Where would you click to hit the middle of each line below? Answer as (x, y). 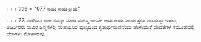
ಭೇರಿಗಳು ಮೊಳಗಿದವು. (26, 34)
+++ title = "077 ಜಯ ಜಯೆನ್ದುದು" (43, 9)
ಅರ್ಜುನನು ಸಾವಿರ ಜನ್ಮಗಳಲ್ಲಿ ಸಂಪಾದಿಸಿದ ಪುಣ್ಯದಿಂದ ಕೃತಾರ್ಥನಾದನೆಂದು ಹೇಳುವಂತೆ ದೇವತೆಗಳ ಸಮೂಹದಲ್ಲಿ (100, 27)
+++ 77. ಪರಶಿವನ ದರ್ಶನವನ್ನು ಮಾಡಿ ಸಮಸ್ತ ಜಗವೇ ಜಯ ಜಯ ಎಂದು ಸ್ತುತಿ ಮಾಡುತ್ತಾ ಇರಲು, (92, 20)
